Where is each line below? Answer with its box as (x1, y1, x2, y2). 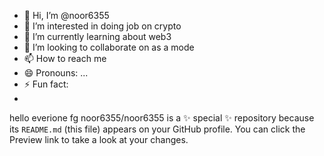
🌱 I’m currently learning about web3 (23, 31, 172, 42)
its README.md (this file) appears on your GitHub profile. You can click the (9, 123, 306, 135)
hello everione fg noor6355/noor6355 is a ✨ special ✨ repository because (9, 112, 315, 124)
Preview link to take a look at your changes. (9, 134, 189, 145)
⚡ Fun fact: (23, 78, 69, 90)
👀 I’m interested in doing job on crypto (23, 20, 182, 32)
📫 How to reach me (23, 53, 107, 64)
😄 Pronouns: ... (23, 67, 89, 79)
